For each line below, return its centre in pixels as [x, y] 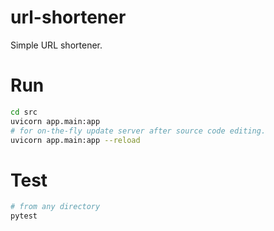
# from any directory [55, 207]
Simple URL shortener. [56, 45]
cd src [24, 112]
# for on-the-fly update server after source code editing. [138, 131]
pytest [24, 216]
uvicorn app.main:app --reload [75, 140]
